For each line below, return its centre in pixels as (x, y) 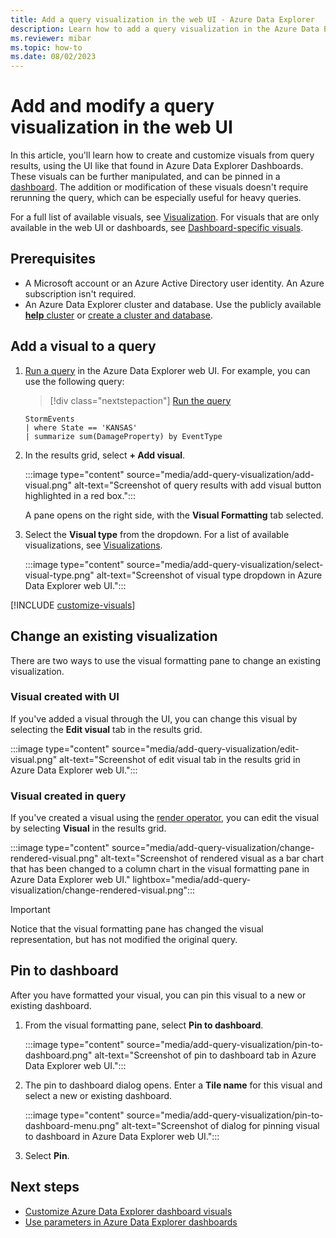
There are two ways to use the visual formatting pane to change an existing (165, 660)
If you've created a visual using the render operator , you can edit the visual (165, 818)
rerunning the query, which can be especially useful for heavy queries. (156, 198)
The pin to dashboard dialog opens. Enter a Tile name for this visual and (173, 1085)
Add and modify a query (112, 106)
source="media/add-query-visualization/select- (225, 564)
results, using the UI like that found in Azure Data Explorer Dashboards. (157, 166)
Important (30, 910)
